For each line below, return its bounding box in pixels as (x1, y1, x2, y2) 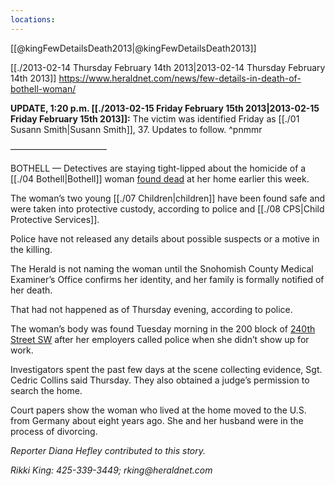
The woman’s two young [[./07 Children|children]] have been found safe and (10, 192, 326, 204)
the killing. (10, 243, 53, 255)
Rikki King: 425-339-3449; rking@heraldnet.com (10, 464, 213, 476)
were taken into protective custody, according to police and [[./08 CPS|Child (10, 202, 325, 215)
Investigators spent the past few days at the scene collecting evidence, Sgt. (10, 363, 323, 375)
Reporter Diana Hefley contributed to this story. (10, 444, 207, 456)
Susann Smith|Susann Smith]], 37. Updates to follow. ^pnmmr (10, 123, 263, 135)
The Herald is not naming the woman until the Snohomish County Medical (10, 262, 314, 275)
